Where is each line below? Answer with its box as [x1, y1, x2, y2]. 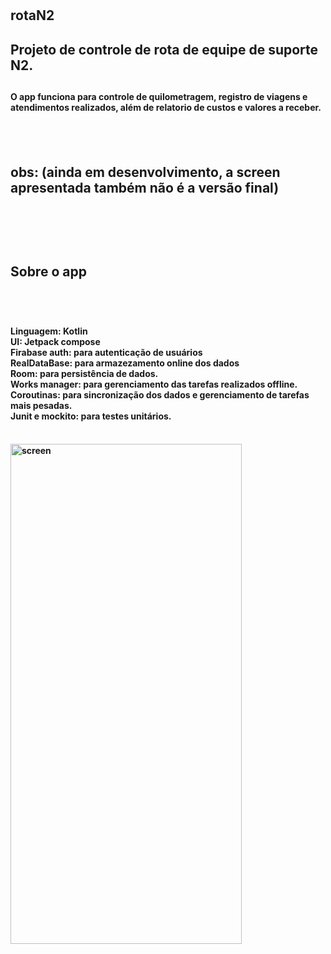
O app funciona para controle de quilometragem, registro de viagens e [10, 90, 308, 102]
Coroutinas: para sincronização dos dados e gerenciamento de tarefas [10, 388, 310, 401]
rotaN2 [10, 7, 55, 24]
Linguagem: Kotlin [10, 325, 88, 337]
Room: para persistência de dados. [10, 367, 159, 379]
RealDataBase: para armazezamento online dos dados [10, 357, 240, 369]
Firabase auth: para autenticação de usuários [10, 346, 203, 358]
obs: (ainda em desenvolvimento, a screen [10, 163, 281, 181]
